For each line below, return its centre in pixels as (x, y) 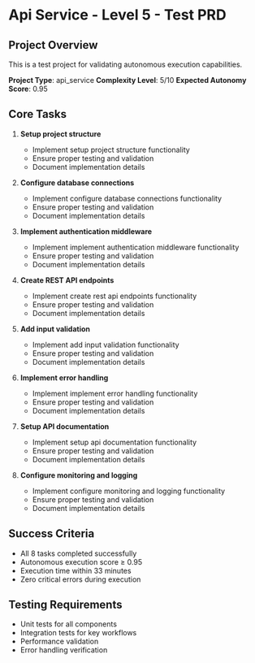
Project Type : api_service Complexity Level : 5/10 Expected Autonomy (127, 80)
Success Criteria (52, 534)
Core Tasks (38, 114)
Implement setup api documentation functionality (115, 442)
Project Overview (53, 45)
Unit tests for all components (69, 624)
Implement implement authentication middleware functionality (136, 247)
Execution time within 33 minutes (76, 570)
